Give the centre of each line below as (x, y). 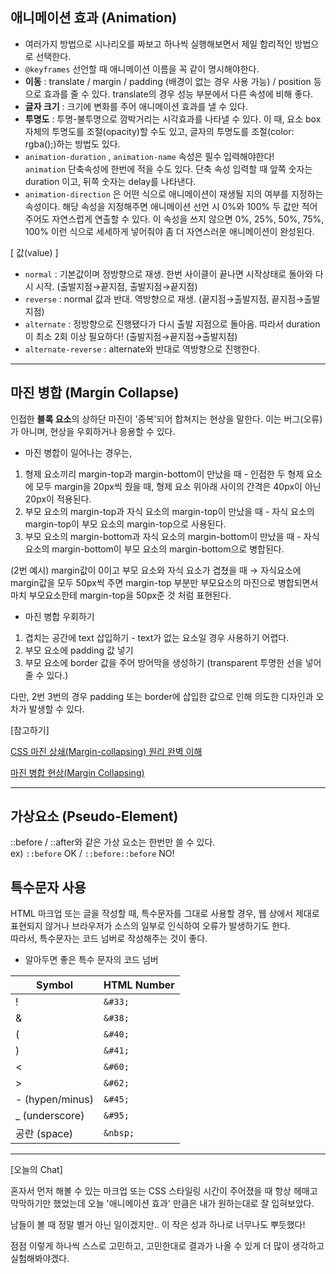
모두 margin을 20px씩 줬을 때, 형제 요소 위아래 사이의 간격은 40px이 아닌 (178, 486)
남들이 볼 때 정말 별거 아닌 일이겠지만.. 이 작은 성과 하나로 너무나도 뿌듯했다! (158, 1225)
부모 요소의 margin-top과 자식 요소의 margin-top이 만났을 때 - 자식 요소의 (169, 511)
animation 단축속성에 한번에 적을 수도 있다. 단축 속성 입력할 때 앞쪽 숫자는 (168, 169)
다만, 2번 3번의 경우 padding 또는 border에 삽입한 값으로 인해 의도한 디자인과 (162, 696)
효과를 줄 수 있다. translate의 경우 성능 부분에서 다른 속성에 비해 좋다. (178, 94)
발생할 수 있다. (56, 709)
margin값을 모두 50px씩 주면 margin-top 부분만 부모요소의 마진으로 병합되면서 (164, 582)
